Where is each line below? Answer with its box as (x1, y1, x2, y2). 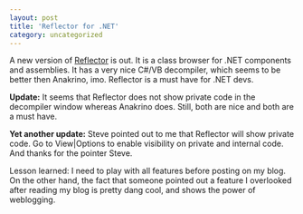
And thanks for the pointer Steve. (9, 148, 133, 159)
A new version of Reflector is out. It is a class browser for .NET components (9, 55, 292, 66)
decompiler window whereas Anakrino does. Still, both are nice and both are (9, 102, 294, 112)
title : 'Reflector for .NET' (9, 22, 119, 31)
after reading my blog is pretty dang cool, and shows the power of (9, 185, 256, 196)
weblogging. (9, 194, 56, 205)
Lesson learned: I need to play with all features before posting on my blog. (9, 165, 287, 177)
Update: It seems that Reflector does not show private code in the (9, 92, 256, 102)
